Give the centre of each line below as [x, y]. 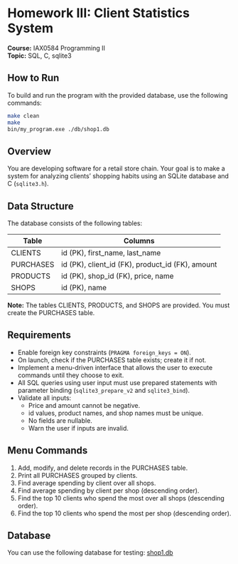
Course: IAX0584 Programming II [56, 48]
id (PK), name [84, 288]
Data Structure [41, 206]
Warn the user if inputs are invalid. [79, 428]
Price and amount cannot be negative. [84, 405]
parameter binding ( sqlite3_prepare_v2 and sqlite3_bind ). [104, 390]
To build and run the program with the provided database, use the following [118, 95]
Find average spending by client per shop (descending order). [108, 491]
